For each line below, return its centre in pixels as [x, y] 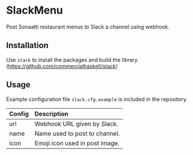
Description [51, 113]
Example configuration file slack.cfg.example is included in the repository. [97, 99]
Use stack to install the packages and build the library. [72, 59]
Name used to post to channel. [77, 133]
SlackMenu [35, 10]
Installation [27, 45]
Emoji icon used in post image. [77, 143]
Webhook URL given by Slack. [77, 124]
